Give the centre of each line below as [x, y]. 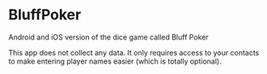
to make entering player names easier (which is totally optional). [115, 61]
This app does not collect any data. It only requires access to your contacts [134, 52]
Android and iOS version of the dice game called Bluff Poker [108, 37]
